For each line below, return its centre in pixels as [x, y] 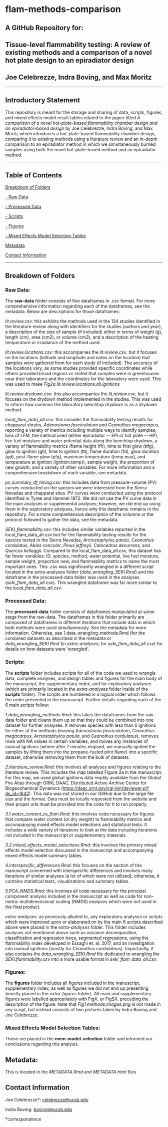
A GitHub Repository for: [44, 28]
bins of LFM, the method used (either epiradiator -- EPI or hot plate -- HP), [82, 436]
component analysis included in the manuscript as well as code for [74, 896]
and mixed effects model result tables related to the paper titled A [73, 117]
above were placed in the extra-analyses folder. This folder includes [75, 927]
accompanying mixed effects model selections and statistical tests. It [76, 824]
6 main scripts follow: [27, 705]
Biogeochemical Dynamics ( [34, 788]
